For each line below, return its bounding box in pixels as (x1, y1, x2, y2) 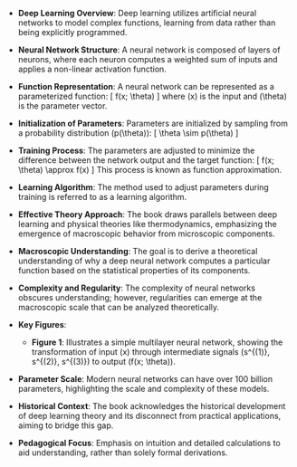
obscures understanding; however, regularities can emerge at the (17, 292, 263, 302)
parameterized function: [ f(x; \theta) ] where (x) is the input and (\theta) (17, 91, 288, 101)
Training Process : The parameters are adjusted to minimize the (17, 145, 255, 156)
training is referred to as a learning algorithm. (17, 192, 187, 202)
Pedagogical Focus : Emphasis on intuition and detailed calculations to (17, 438, 281, 448)
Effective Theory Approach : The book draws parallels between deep (17, 209, 278, 220)
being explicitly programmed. (17, 27, 128, 37)
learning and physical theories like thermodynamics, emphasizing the (17, 219, 278, 229)
